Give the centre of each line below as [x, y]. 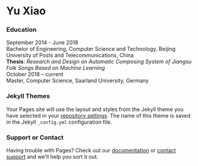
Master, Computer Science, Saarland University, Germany [77, 81]
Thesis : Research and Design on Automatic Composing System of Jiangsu [99, 62]
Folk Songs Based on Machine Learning [55, 68]
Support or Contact [35, 137]
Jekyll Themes [28, 96]
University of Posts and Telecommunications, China [70, 56]
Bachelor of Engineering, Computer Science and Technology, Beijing [91, 49]
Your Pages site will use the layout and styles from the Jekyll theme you [95, 109]
